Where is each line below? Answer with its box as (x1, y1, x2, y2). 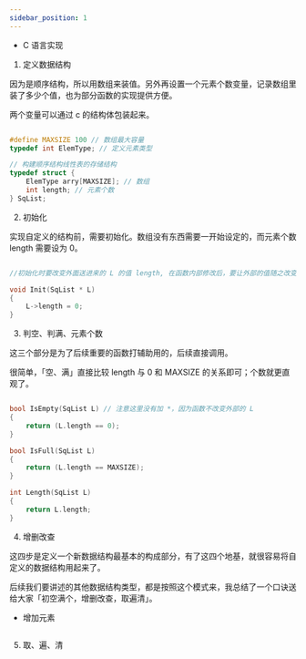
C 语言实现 (22, 39, 64, 50)
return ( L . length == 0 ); (25, 421, 120, 430)
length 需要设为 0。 (9, 242, 83, 253)
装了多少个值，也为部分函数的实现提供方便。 (9, 89, 178, 100)
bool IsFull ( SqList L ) (9, 446, 96, 456)
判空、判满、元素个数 (22, 328, 103, 339)
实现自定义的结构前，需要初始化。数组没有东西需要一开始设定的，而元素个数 (9, 231, 297, 242)
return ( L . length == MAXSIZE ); (25, 463, 145, 472)
